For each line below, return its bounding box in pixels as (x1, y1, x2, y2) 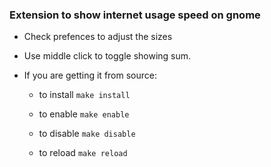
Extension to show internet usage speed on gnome (9, 8, 261, 22)
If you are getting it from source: (23, 69, 157, 82)
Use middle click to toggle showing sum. (23, 50, 192, 62)
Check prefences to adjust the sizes (23, 31, 173, 43)
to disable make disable (38, 128, 136, 140)
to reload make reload (38, 147, 128, 159)
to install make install (38, 89, 131, 101)
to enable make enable (38, 108, 130, 120)
